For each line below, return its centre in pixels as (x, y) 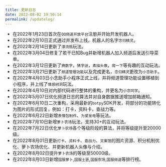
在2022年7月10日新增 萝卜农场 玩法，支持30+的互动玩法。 (70, 122)
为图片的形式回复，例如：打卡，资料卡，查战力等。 (65, 109)
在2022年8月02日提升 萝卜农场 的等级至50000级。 (63, 153)
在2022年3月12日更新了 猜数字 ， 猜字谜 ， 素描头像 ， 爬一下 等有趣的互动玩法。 (88, 65)
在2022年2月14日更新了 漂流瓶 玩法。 (49, 47)
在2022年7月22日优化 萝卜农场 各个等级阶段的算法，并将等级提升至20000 (87, 128)
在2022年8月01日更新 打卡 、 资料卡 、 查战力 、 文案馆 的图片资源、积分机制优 (86, 140)
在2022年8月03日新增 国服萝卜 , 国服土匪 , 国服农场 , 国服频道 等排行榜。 (78, 159)
